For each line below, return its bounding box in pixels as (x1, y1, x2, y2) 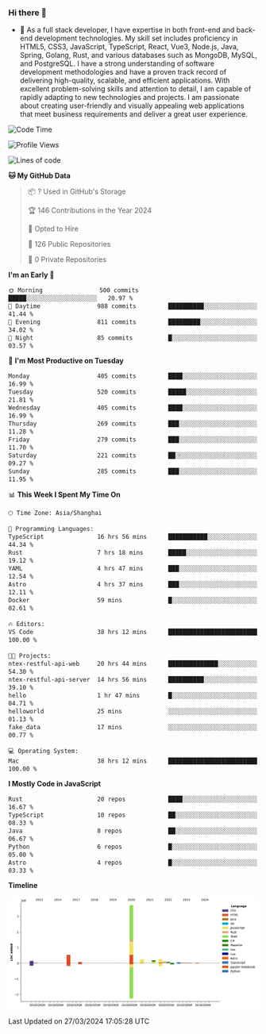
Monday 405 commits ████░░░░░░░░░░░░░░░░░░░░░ (8, 372, 258, 380)
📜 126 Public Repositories (27, 240, 111, 249)
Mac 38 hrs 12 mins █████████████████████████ (8, 757, 258, 765)
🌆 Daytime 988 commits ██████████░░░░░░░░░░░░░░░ (8, 302, 258, 310)
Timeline (8, 881, 38, 890)
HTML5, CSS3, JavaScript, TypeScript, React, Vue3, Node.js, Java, (19, 42, 239, 52)
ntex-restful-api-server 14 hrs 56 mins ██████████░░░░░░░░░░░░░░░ (8, 676, 258, 684)
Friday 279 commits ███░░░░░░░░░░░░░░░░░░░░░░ (8, 436, 258, 444)
